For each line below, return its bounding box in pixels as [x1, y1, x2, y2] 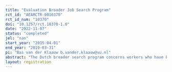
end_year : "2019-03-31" [5, 45, 56, 50]
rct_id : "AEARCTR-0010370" [5, 12, 63, 17]
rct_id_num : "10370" [5, 17, 50, 22]
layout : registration [5, 59, 52, 64]
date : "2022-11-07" [5, 26, 47, 31]
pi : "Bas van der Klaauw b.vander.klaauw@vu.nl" [5, 50, 111, 55]
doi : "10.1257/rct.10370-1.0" [5, 21, 70, 27]
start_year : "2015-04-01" [5, 41, 60, 46]
